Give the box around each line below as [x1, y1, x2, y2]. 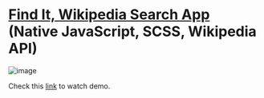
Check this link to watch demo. [8, 81, 111, 91]
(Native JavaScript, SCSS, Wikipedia [8, 22, 257, 41]
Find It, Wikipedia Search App [8, 6, 210, 24]
